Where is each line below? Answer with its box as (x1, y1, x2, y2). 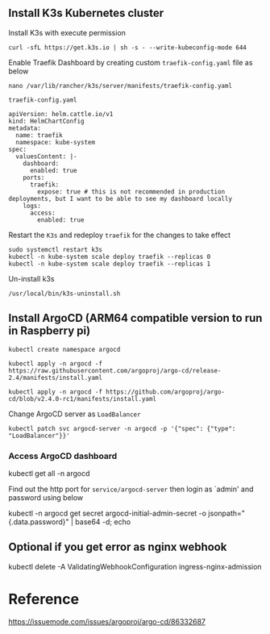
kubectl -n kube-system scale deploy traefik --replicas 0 (8, 252, 211, 261)
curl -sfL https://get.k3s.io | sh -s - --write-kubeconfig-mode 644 (8, 44, 247, 52)
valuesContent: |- (15, 152, 78, 161)
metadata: (8, 124, 42, 132)
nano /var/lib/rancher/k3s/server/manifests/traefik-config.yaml (8, 81, 232, 90)
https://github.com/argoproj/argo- (106, 387, 226, 396)
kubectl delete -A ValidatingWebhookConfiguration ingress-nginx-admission (8, 561, 262, 571)
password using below (8, 492, 84, 503)
